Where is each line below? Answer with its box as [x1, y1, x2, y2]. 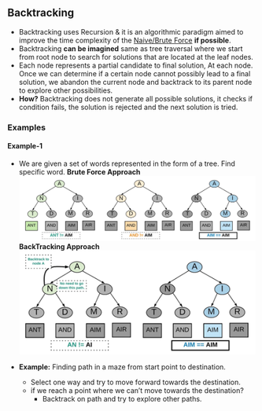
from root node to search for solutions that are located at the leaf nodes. [18, 52, 253, 61]
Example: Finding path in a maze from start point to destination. [18, 362, 226, 372]
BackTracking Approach [18, 241, 100, 251]
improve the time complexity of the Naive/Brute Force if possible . [18, 35, 231, 45]
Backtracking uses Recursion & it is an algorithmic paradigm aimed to [18, 27, 244, 36]
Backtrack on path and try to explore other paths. [42, 394, 202, 404]
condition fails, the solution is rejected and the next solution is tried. [18, 102, 238, 112]
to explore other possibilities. [18, 86, 113, 95]
